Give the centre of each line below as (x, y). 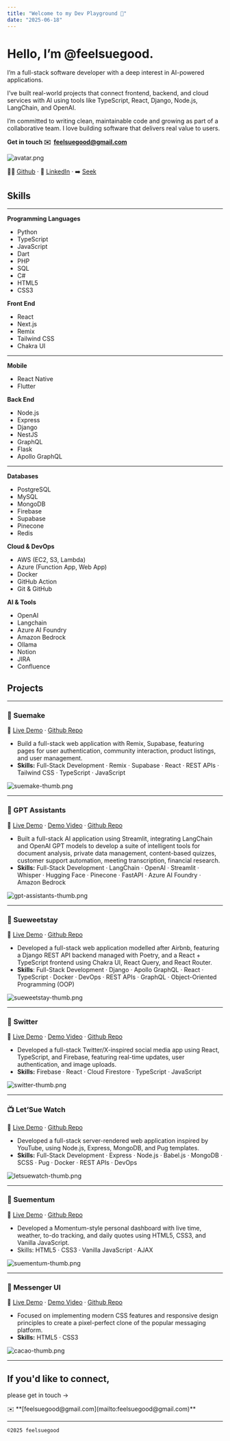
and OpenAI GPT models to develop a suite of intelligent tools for (108, 846)
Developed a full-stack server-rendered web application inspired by (113, 1140)
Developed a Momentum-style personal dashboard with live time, (109, 1228)
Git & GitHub (35, 589)
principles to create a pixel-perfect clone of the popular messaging (112, 1323)
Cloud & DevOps (31, 546)
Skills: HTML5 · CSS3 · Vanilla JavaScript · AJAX (85, 1250)
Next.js (27, 324)
